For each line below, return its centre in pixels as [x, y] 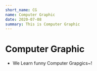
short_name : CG [21, 10]
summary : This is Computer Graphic [43, 24]
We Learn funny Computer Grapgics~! [52, 63]
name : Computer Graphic [30, 15]
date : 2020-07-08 [23, 19]
